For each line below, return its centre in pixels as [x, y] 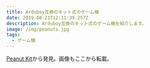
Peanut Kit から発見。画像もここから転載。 [59, 59]
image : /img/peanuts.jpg [38, 29]
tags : [13, 35]
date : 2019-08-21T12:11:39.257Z [47, 18]
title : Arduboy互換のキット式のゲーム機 [53, 12]
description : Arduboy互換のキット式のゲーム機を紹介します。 [77, 23]
